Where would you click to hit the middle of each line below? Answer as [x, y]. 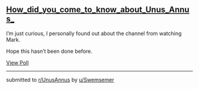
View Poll [17, 62]
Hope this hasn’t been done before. [49, 51]
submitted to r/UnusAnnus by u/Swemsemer [60, 80]
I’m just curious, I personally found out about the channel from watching [94, 33]
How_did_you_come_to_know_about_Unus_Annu [98, 10]
